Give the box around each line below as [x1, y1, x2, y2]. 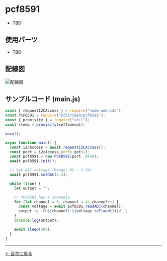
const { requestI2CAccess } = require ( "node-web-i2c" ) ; [5, 108, 123, 113]
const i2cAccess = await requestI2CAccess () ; [9, 145, 106, 150]
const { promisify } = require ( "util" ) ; [5, 118, 90, 123]
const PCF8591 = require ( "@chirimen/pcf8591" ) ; [5, 113, 106, 118]
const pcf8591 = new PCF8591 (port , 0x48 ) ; [9, 154, 99, 159]
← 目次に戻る [5, 250, 33, 257]
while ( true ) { [9, 181, 41, 186]
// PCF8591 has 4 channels [14, 195, 70, 200]
